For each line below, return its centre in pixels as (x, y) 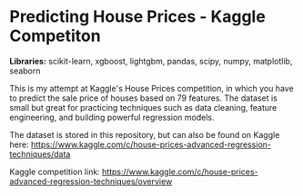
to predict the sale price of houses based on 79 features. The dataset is (143, 98)
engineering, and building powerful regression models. (112, 117)
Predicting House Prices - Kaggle (137, 17)
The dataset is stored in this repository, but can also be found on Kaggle (145, 134)
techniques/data (40, 154)
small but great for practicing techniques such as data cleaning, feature (143, 107)
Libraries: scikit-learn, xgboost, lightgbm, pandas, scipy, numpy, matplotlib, (151, 61)
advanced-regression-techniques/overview (91, 181)
